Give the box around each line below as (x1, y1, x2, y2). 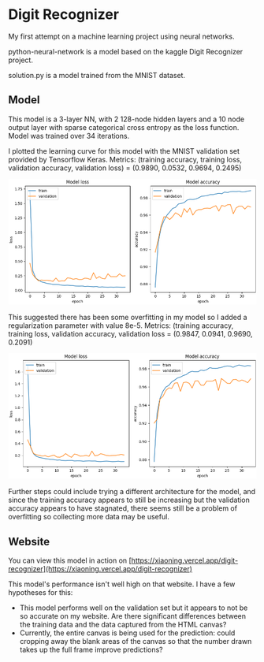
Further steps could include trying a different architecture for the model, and (8, 487, 256, 496)
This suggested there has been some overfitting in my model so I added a (8, 312, 247, 322)
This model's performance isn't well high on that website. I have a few (8, 579, 236, 589)
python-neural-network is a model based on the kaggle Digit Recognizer (8, 46, 244, 56)
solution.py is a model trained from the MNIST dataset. (8, 70, 186, 80)
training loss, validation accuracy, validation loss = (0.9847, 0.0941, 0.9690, (8, 329, 254, 338)
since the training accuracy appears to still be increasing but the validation (8, 495, 251, 505)
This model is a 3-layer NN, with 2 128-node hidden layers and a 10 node (8, 114, 245, 124)
